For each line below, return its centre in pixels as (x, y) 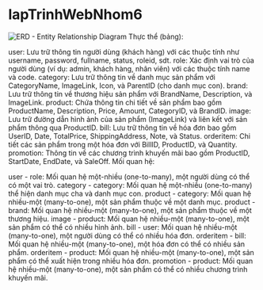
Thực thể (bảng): (156, 36)
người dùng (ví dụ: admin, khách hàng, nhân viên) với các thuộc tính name (129, 68)
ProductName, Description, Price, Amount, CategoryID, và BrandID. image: (130, 111)
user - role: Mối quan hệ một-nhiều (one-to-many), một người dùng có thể (129, 177)
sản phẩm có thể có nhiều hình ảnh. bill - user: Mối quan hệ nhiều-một (123, 227)
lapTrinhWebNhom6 (75, 15)
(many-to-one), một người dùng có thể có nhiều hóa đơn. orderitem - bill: (128, 235)
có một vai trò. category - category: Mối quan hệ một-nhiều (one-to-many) (130, 185)
